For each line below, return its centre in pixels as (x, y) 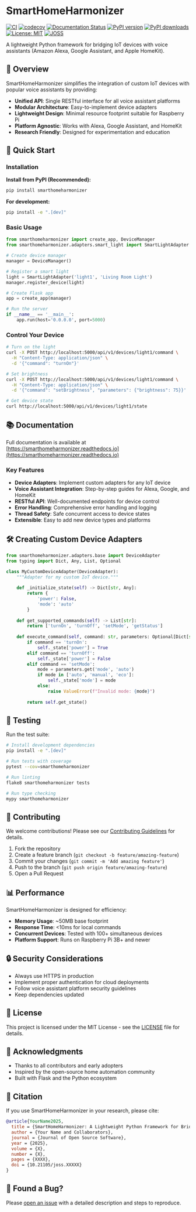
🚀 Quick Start (31, 150)
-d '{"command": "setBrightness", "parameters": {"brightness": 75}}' (99, 391)
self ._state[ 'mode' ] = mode (82, 680)
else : (44, 686)
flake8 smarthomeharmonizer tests (48, 783)
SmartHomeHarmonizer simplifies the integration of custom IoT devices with (98, 83)
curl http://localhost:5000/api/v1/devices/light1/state (77, 406)
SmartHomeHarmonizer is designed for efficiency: (66, 910)
